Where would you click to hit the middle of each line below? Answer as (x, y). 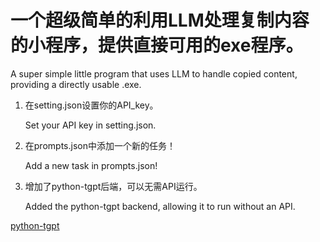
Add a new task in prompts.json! (91, 165)
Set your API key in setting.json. (90, 125)
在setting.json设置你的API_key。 (91, 105)
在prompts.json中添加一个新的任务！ (100, 145)
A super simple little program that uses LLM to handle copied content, (154, 73)
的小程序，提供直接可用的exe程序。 (157, 45)
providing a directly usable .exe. (76, 84)
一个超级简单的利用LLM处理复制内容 (160, 20)
